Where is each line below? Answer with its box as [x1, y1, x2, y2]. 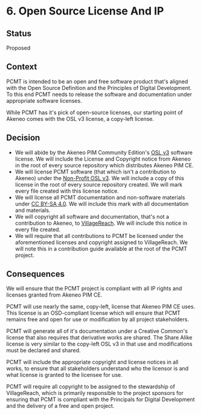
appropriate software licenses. [6, 97, 83, 104]
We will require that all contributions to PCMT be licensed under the [14, 232, 183, 239]
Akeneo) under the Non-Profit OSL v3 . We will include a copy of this [14, 174, 185, 182]
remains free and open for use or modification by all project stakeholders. [6, 316, 189, 323]
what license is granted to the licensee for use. [6, 372, 123, 379]
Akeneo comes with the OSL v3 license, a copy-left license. [6, 115, 155, 122]
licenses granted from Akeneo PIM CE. [6, 291, 103, 298]
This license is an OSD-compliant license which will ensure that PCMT [6, 309, 181, 317]
